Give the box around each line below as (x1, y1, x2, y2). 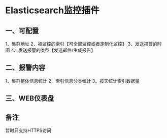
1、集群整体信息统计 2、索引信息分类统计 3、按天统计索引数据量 (5, 78, 140, 84)
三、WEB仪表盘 (5, 94, 54, 103)
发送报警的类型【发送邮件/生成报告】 (18, 47, 96, 53)
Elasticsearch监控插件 (5, 5, 100, 16)
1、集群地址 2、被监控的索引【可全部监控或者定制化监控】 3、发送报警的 (5, 41, 157, 47)
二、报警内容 (5, 63, 46, 72)
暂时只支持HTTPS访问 (5, 127, 52, 133)
